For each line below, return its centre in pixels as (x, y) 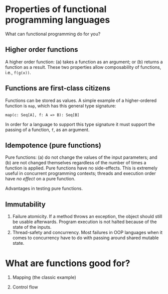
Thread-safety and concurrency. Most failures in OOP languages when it (88, 233)
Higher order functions (42, 50)
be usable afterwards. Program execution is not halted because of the (85, 222)
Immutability (26, 204)
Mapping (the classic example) (44, 277)
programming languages (58, 20)
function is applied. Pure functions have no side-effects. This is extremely (81, 168)
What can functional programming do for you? (53, 34)
